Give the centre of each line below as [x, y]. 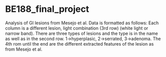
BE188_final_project [47, 9]
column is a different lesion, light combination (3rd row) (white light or [77, 28]
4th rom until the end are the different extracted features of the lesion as [80, 44]
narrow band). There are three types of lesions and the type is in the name [82, 33]
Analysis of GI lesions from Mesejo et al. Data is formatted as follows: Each [82, 23]
